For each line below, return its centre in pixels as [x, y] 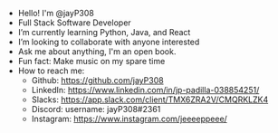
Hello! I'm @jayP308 [56, 13]
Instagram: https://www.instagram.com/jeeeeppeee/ [129, 119]
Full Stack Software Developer [74, 23]
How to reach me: [51, 71]
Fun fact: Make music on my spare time [91, 61]
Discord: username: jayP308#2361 [96, 109]
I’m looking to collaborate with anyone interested [109, 42]
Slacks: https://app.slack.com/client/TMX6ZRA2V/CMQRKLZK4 [150, 100]
